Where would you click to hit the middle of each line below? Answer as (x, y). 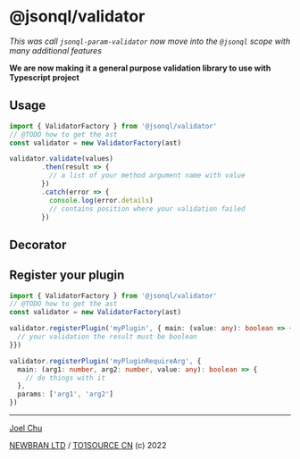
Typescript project (45, 77)
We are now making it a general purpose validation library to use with (140, 68)
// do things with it (65, 378)
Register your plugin (67, 275)
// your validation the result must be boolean (108, 337)
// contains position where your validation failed (147, 209)
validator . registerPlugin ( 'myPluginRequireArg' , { (105, 361)
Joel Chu (26, 428)
